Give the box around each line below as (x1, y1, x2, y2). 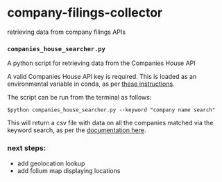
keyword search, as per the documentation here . (7, 126, 146, 134)
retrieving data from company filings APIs (7, 28, 126, 36)
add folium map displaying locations (17, 166, 121, 174)
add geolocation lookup (17, 159, 85, 167)
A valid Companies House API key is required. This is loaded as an (7, 73, 197, 81)
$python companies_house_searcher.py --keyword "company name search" (7, 107, 216, 113)
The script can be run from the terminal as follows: (7, 93, 152, 102)
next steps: (7, 143, 46, 153)
